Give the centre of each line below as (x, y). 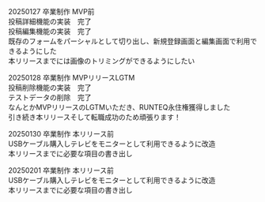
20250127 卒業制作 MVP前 (51, 11)
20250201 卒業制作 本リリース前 (61, 170)
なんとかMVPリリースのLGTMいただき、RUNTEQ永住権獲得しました (119, 107)
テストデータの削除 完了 (50, 97)
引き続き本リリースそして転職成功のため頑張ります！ (95, 117)
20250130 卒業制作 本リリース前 (61, 134)
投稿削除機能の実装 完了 (50, 88)
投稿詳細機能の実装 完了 (50, 21)
